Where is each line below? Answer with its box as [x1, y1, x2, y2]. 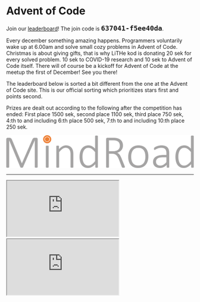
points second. [6, 92, 43, 99]
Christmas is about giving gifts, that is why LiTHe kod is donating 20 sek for [6, 49, 192, 57]
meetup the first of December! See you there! [6, 69, 118, 76]
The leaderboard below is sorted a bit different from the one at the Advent [6, 80, 188, 87]
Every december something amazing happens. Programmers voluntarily [6, 37, 183, 44]
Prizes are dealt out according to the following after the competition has [6, 104, 183, 111]
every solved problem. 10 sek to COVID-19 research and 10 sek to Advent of [6, 55, 192, 63]
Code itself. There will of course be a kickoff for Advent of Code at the [6, 62, 179, 69]
